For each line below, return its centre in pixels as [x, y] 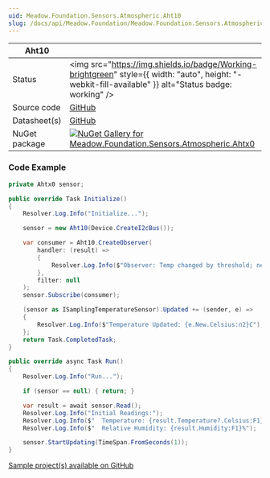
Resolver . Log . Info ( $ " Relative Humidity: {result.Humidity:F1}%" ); [140, 428]
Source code [37, 107]
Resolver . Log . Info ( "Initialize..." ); [86, 214]
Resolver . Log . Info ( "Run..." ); [74, 377]
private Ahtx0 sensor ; [46, 184]
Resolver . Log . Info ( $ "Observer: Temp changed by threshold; [152, 265]
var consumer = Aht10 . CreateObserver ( [88, 243]
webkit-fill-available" [110, 84]
